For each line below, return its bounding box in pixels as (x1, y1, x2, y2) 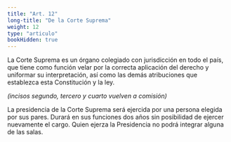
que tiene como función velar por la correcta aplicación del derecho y (7, 63, 209, 72)
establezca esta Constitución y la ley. (7, 78, 115, 86)
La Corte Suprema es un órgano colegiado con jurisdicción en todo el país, (7, 56, 224, 64)
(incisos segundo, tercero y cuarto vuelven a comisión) (7, 92, 167, 101)
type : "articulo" (7, 30, 58, 37)
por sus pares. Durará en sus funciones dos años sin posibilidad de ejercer (7, 113, 224, 122)
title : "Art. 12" (7, 10, 58, 18)
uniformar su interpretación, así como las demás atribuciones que (7, 71, 198, 79)
